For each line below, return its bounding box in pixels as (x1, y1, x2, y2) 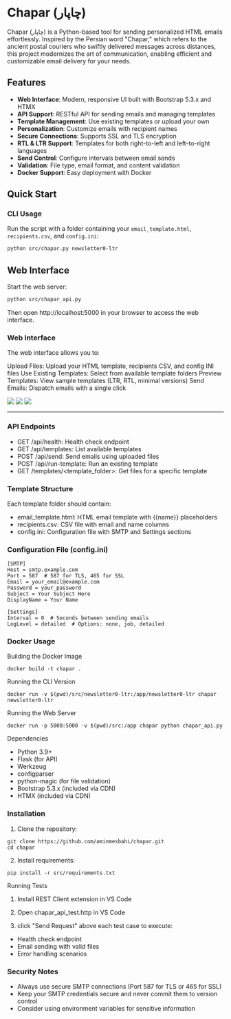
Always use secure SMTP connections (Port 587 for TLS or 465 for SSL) (16, 982, 222, 991)
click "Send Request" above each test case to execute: (16, 921, 173, 929)
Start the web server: (7, 282, 67, 291)
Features (7, 77, 46, 89)
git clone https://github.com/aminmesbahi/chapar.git (7, 838, 165, 845)
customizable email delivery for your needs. (7, 56, 131, 65)
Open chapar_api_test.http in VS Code (16, 908, 126, 916)
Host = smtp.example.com (7, 566, 78, 573)
